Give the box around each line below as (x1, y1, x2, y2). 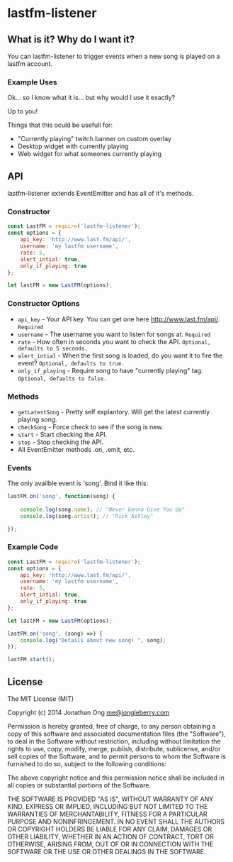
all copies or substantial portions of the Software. (7, 781, 151, 790)
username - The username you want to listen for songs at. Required (17, 330, 211, 338)
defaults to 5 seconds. (17, 345, 89, 352)
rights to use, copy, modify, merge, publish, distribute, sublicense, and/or (7, 745, 221, 753)
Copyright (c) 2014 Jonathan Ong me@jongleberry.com (7, 708, 170, 717)
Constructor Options (7, 299, 80, 309)
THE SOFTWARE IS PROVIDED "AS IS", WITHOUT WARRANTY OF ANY (7, 795, 214, 803)
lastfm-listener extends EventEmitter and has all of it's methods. (7, 189, 194, 198)
